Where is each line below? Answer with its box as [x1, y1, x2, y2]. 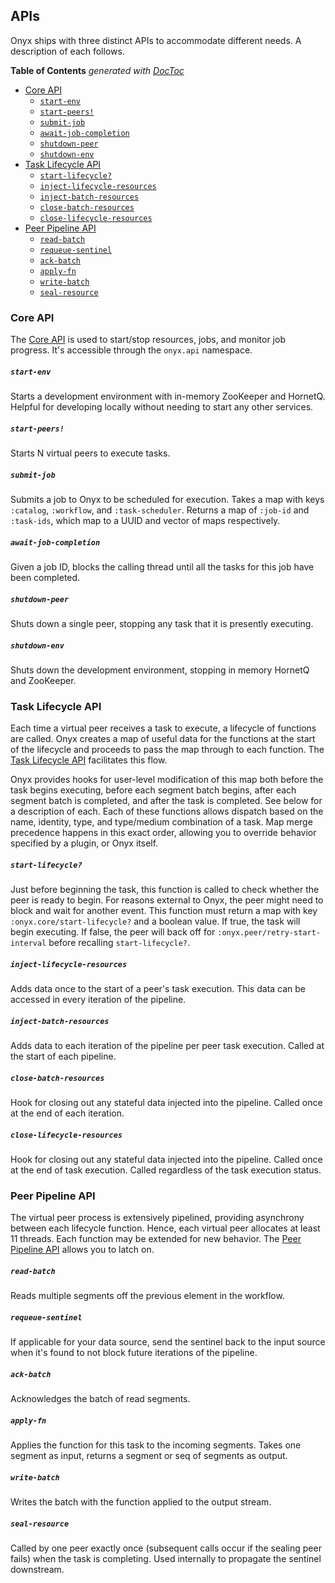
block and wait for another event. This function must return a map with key [10, 905, 318, 917]
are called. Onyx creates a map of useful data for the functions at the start [10, 733, 316, 745]
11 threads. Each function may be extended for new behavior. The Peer [10, 1233, 302, 1245]
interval [10, 939, 47, 949]
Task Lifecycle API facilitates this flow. [10, 754, 168, 766]
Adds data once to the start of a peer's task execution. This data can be [10, 983, 307, 995]
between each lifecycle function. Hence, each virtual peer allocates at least [10, 1222, 321, 1234]
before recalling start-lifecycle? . [48, 937, 191, 949]
